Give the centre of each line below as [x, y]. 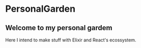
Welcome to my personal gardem [59, 28]
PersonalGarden [40, 9]
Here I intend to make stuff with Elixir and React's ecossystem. [71, 40]
